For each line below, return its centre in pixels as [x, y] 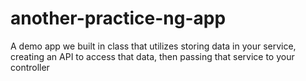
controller [30, 67]
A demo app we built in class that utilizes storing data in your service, [153, 46]
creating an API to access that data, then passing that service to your [152, 56]
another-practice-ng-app [118, 18]
